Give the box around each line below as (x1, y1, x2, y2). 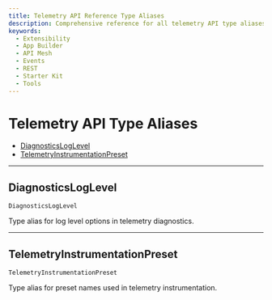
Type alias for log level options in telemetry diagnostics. (8, 216, 194, 226)
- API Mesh (15, 49, 53, 57)
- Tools (15, 79, 42, 87)
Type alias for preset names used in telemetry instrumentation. (8, 283, 218, 293)
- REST (15, 65, 38, 73)
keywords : (8, 27, 42, 35)
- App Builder (15, 42, 63, 50)
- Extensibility (15, 34, 70, 43)
